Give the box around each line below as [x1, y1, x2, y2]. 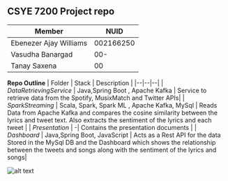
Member [34, 26, 64, 36]
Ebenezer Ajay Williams [10, 38, 88, 48]
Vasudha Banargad [10, 49, 73, 59]
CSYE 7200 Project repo [7, 6, 115, 17]
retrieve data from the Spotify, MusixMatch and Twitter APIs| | [7, 94, 185, 102]
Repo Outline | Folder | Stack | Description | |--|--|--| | [7, 78, 164, 87]
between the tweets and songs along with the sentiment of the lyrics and [7, 145, 217, 154]
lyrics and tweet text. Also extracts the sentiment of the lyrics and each [7, 115, 212, 124]
